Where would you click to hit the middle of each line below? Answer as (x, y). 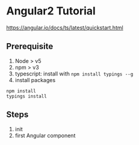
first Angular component (45, 135)
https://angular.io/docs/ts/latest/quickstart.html (65, 28)
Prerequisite (30, 46)
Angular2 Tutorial (51, 11)
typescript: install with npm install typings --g (74, 74)
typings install (26, 96)
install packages (35, 80)
